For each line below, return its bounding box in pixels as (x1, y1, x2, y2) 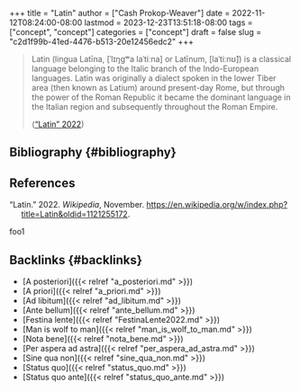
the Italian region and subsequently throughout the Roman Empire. (31, 102, 278, 111)
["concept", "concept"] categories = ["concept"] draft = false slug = (9, 27, 262, 37)
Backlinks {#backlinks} (9, 252, 142, 268)
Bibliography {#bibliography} (9, 145, 177, 160)
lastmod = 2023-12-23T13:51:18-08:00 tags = (84, 17, 253, 28)
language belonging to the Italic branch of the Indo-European (31, 63, 259, 74)
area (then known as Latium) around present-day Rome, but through (31, 83, 286, 93)
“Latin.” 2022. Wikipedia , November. (9, 200, 145, 210)
